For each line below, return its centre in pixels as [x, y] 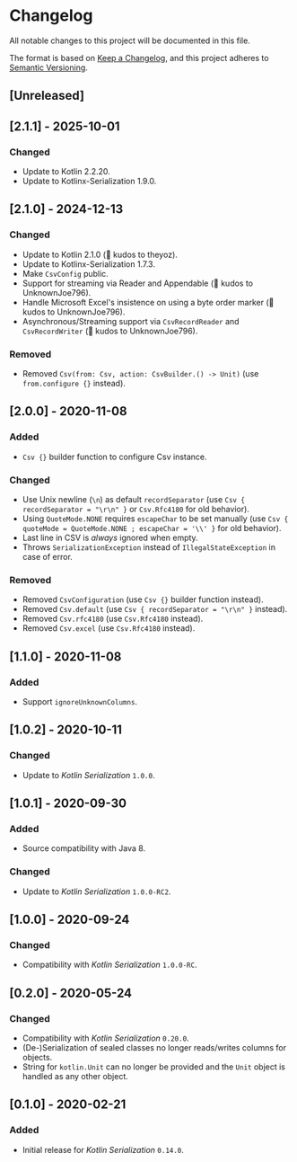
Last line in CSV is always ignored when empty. [110, 537]
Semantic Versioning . [48, 67]
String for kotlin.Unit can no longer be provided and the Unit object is [153, 1067]
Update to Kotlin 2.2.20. [66, 172]
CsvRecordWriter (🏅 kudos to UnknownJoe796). [110, 331]
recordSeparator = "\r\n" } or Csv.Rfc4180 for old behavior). [135, 509]
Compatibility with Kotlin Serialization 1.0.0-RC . [109, 965]
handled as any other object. [75, 1077]
